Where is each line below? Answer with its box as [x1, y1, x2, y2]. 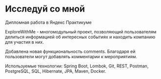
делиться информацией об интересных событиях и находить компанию [5, 34, 155, 40]
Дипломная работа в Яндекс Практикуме [5, 19, 92, 25]
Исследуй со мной [5, 3, 85, 15]
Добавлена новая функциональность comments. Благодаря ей [5, 48, 136, 54]
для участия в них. [5, 39, 44, 45]
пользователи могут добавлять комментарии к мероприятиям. [5, 53, 138, 59]
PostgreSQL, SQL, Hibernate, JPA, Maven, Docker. [5, 68, 106, 74]
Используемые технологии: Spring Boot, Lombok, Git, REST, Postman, [5, 63, 149, 69]
